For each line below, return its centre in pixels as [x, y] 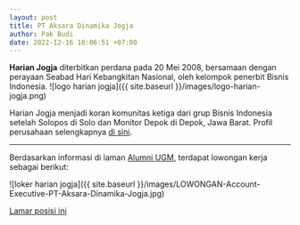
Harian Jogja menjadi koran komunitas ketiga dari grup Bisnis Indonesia [141, 113]
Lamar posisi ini [38, 211]
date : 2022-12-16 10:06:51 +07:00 [74, 42]
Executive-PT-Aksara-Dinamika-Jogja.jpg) [87, 194]
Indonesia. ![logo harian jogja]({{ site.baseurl [92, 86]
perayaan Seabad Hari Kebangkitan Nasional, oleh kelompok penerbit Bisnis [149, 77]
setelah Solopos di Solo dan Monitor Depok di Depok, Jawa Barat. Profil [141, 123]
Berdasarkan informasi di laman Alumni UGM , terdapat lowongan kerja [138, 157]
